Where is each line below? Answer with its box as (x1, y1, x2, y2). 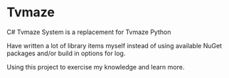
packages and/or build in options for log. (6, 49, 126, 57)
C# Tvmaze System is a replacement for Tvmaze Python (6, 28, 171, 36)
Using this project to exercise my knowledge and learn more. (6, 62, 185, 71)
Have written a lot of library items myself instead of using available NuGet (6, 41, 222, 50)
